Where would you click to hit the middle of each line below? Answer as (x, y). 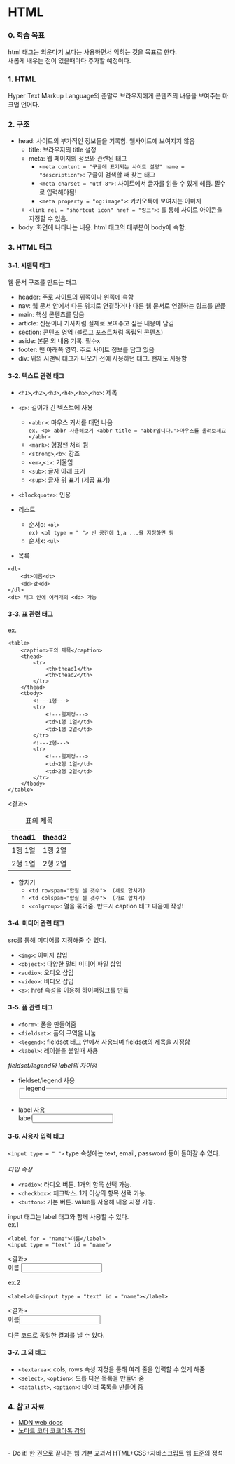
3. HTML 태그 (30, 247)
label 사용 (31, 1110)
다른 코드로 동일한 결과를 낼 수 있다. (56, 1335)
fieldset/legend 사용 (47, 1080)
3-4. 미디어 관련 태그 (36, 923)
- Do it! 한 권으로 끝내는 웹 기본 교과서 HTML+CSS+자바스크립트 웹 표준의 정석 (115, 1453)
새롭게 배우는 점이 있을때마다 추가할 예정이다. (70, 61)
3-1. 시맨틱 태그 (29, 265)
